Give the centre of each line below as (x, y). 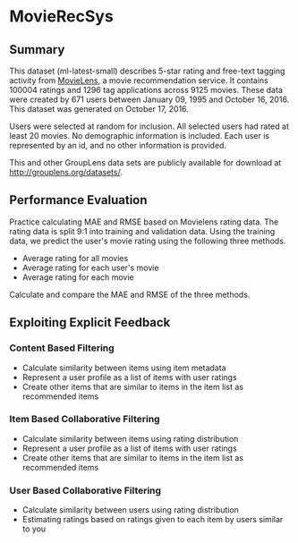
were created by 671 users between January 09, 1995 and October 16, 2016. (149, 99)
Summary (37, 50)
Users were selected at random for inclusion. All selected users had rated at (149, 126)
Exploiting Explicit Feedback (90, 322)
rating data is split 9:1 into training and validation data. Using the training (142, 231)
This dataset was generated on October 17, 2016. (99, 109)
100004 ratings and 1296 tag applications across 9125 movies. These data (146, 90)
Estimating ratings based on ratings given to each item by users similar (153, 520)
